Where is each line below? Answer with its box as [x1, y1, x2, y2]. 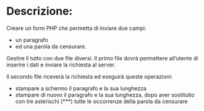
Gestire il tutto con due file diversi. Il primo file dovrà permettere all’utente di [6, 54, 198, 62]
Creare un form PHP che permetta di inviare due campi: [6, 24, 147, 32]
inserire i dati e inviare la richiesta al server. [6, 61, 116, 68]
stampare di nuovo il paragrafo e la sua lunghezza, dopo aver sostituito [15, 91, 195, 98]
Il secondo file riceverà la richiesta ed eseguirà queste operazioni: [6, 73, 173, 80]
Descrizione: [6, 4, 73, 18]
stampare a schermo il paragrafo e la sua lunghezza [15, 84, 147, 92]
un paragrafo [15, 36, 48, 43]
